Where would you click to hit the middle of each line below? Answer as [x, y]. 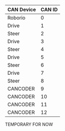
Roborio [16, 18]
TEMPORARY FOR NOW [29, 124]
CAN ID [49, 9]
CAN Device [22, 9]
